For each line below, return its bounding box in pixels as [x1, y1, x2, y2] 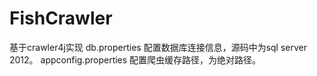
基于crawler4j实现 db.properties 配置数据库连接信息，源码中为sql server [9, 41, 308, 53]
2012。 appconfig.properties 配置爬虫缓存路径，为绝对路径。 [9, 53, 262, 66]
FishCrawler [9, 7, 113, 30]
